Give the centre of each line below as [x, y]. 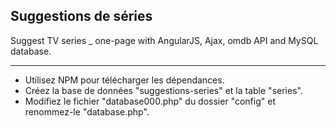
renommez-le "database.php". [87, 111]
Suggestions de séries [81, 16]
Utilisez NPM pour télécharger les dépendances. [124, 80]
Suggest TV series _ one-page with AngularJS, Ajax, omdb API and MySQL [164, 40]
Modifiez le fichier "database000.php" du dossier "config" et [150, 101]
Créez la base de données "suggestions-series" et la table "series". [163, 90]
